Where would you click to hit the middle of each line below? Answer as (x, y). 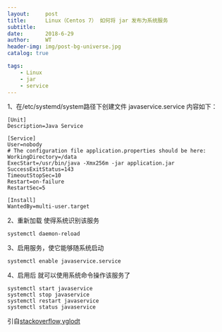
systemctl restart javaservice (53, 301)
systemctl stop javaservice (49, 295)
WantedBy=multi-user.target (49, 207)
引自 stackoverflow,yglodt (44, 321)
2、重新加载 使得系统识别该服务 (54, 220)
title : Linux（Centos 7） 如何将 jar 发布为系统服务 (88, 20)
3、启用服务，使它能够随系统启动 (56, 248)
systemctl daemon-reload (44, 234)
